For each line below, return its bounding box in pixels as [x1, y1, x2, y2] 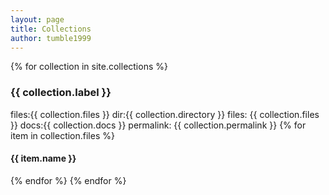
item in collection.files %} [10, 129, 115, 141]
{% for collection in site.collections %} [10, 61, 168, 73]
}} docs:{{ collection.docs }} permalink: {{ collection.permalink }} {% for [10, 119, 307, 131]
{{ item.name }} [10, 152, 77, 165]
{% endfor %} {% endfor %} [10, 174, 127, 186]
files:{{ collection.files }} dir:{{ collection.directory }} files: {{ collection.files [10, 108, 320, 120]
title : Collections [10, 24, 92, 34]
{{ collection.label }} [10, 86, 112, 100]
